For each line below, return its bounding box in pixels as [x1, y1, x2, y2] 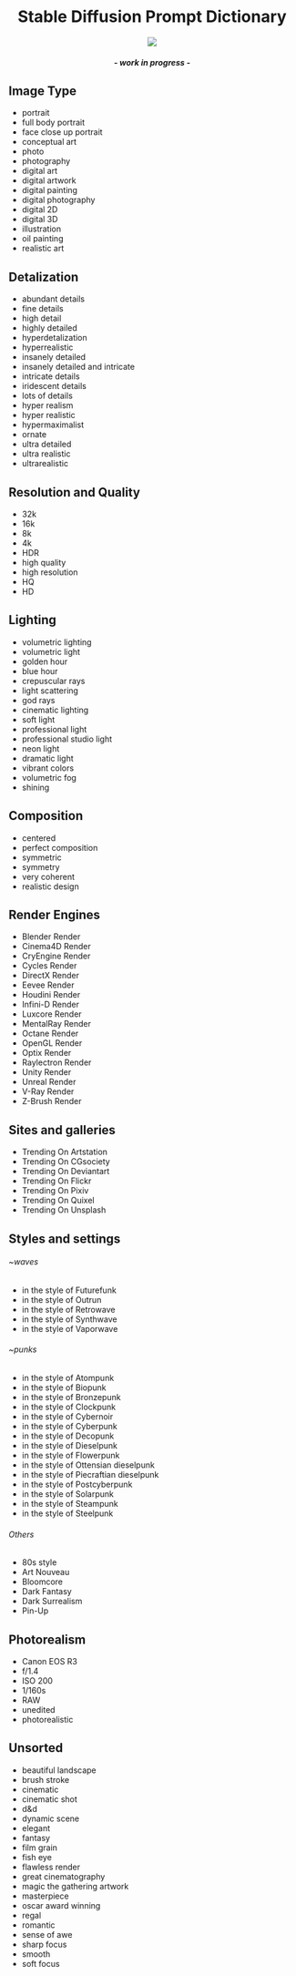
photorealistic [21, 1715, 74, 1725]
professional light [21, 723, 87, 734]
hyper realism [21, 400, 74, 411]
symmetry [21, 861, 60, 872]
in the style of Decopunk [21, 1430, 115, 1441]
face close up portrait [21, 127, 103, 138]
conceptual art [21, 137, 77, 148]
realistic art [21, 243, 65, 254]
